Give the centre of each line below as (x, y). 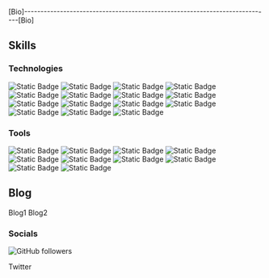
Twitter (20, 267)
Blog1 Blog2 (28, 213)
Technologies (36, 69)
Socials (23, 234)
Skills (22, 46)
